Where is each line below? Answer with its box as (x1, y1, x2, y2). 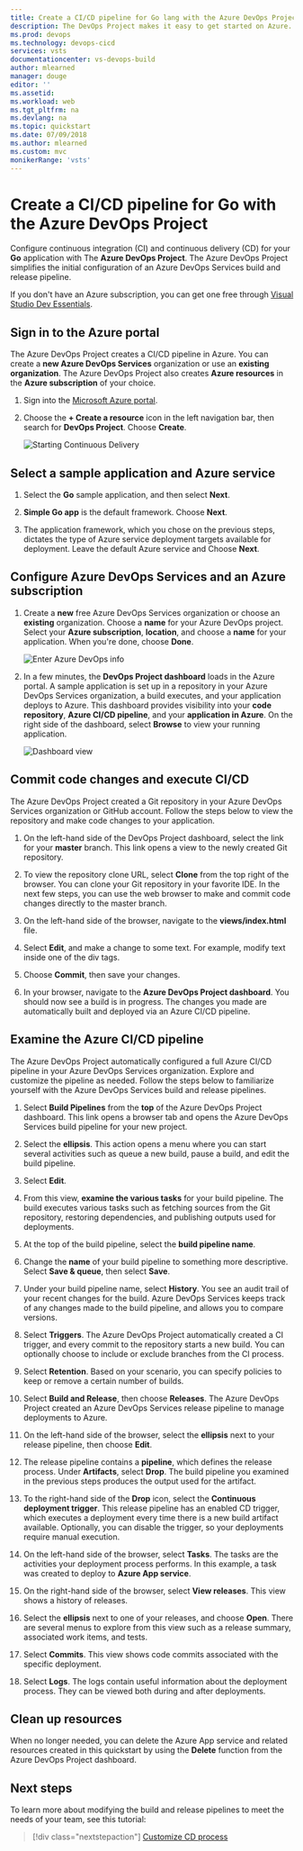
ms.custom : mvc (10, 147, 67, 156)
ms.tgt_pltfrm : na (10, 105, 79, 114)
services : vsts (10, 47, 67, 56)
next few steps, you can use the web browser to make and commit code (22, 888, 291, 898)
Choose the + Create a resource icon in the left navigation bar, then (22, 412, 275, 423)
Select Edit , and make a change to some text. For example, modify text (22, 942, 286, 953)
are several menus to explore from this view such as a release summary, (22, 1621, 291, 1632)
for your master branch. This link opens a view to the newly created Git (22, 842, 288, 853)
